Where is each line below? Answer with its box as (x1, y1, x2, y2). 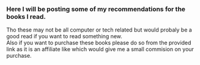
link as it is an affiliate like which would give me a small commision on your (6, 46, 194, 53)
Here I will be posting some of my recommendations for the (6, 5, 185, 13)
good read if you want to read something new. (6, 33, 122, 40)
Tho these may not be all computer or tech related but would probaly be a (6, 26, 193, 33)
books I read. (6, 12, 46, 21)
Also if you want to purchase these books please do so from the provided (6, 39, 191, 47)
